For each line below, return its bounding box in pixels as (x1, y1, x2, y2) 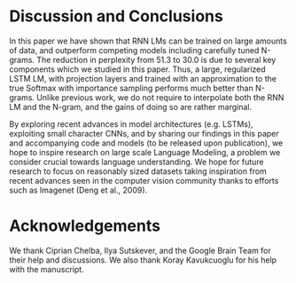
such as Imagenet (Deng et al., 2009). (9, 185, 148, 195)
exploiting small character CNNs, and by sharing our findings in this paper (9, 128, 279, 138)
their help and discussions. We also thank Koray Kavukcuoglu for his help (9, 255, 277, 265)
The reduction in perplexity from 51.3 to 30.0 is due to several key (36, 54, 277, 65)
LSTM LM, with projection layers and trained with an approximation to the (9, 73, 277, 83)
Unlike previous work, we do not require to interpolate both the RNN (36, 91, 284, 103)
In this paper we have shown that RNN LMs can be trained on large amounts (9, 35, 288, 46)
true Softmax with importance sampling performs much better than (9, 83, 254, 93)
